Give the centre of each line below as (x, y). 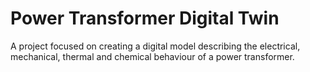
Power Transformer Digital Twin (145, 18)
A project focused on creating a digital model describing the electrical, (155, 46)
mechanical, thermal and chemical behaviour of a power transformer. (152, 56)
